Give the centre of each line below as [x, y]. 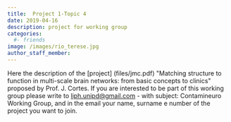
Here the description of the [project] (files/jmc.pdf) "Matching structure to [114, 73]
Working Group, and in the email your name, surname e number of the [109, 103]
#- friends [30, 40]
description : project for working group [68, 27]
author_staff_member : [39, 54]
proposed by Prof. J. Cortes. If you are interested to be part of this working [115, 88]
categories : [25, 33]
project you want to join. [42, 111]
